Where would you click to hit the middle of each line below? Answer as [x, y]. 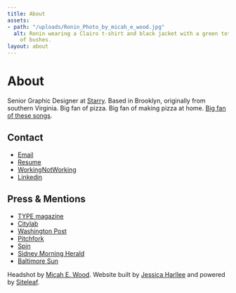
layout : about [28, 46]
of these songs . [30, 115]
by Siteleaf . [24, 282]
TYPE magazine [41, 216]
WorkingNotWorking [47, 169]
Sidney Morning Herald [51, 253]
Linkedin [30, 177]
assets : [19, 20]
